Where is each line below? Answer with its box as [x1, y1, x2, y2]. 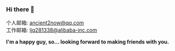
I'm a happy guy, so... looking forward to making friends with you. [6, 38, 170, 46]
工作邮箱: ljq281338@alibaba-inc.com [6, 26, 98, 34]
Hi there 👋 [6, 5, 35, 13]
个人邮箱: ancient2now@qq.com [6, 19, 84, 26]
